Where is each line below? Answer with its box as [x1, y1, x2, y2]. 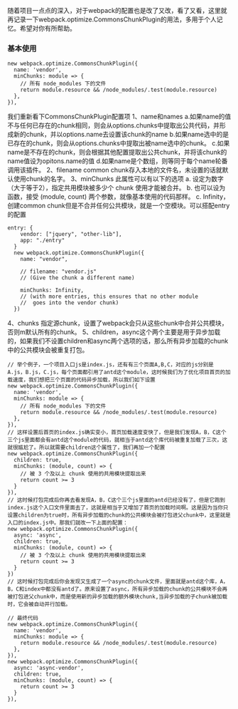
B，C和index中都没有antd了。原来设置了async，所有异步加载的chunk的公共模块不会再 [7, 586, 228, 593]
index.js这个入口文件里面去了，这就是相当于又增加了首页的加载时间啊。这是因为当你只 [7, 504, 229, 512]
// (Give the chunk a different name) [20, 274, 135, 281]
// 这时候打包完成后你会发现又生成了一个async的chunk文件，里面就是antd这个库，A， [7, 578, 229, 586]
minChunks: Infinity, [20, 287, 84, 294]
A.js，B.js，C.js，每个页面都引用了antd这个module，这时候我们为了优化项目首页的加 [7, 369, 231, 376]
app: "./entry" [20, 237, 65, 244]
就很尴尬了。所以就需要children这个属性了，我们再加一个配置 [7, 444, 166, 451]
